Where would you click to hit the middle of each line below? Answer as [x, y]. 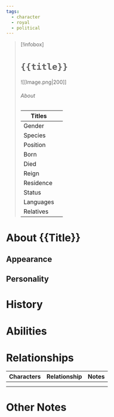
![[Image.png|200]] [44, 82]
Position [34, 145]
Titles [39, 116]
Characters [25, 377]
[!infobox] [32, 45]
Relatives [36, 211]
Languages [39, 202]
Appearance [29, 259]
